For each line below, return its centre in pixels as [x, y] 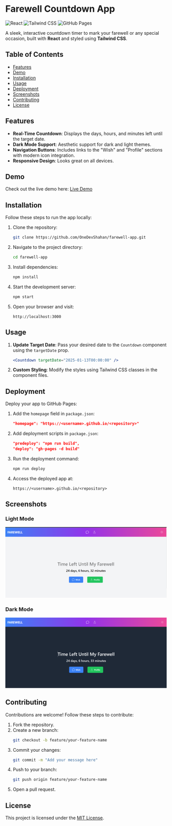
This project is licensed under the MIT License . [55, 818]
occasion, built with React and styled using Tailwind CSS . [66, 38]
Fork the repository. [34, 725]
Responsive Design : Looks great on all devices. [63, 161]
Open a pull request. [34, 790]
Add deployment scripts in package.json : [56, 434]
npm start [23, 297]
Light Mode [20, 519]
